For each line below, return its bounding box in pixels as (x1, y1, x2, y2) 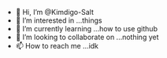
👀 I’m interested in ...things (15, 16, 102, 25)
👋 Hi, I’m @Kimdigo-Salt (15, 8, 95, 16)
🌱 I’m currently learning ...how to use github (15, 24, 158, 33)
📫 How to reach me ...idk (15, 42, 99, 50)
